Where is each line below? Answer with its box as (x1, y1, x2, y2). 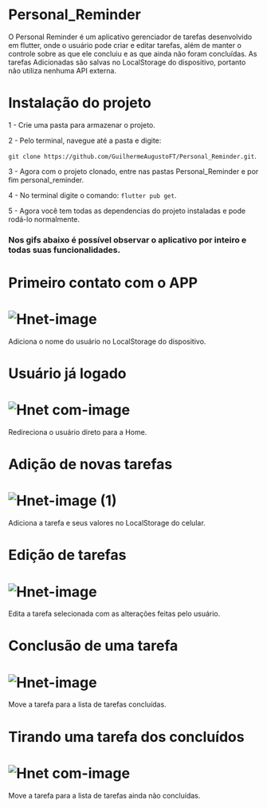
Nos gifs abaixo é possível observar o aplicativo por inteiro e (8, 234, 247, 245)
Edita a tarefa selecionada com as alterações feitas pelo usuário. (8, 609, 221, 619)
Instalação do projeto (8, 94, 151, 112)
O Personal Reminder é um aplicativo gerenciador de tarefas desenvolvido (8, 32, 253, 41)
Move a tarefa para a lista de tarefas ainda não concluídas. (8, 790, 201, 800)
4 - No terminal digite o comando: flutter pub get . (8, 190, 177, 200)
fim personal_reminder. (8, 175, 84, 184)
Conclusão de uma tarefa (8, 637, 179, 655)
